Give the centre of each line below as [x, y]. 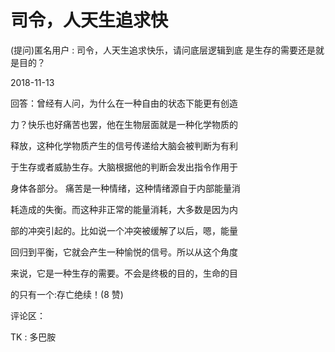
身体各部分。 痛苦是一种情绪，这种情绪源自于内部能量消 [125, 188]
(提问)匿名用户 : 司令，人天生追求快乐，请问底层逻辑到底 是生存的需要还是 [163, 50]
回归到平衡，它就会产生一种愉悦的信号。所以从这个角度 [124, 252]
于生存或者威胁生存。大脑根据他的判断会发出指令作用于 [124, 167]
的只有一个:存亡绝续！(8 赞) [67, 294]
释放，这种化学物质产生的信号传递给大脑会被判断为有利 [124, 145]
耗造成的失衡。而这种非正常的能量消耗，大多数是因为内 [124, 209]
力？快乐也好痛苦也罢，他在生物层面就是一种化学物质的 [124, 124]
